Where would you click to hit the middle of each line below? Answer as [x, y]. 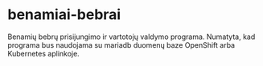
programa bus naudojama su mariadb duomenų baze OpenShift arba [121, 45]
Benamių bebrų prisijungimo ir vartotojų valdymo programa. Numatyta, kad [131, 37]
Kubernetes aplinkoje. [43, 53]
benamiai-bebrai [64, 15]
